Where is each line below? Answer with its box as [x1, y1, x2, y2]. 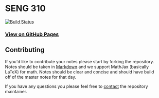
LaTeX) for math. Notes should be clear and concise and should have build [5, 69, 154, 75]
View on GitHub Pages [5, 31, 59, 38]
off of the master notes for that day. [5, 74, 76, 80]
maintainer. [5, 88, 28, 94]
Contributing [5, 46, 45, 54]
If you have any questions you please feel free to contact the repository [5, 83, 148, 89]
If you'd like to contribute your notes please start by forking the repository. [5, 58, 154, 64]
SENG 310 [5, 3, 46, 14]
